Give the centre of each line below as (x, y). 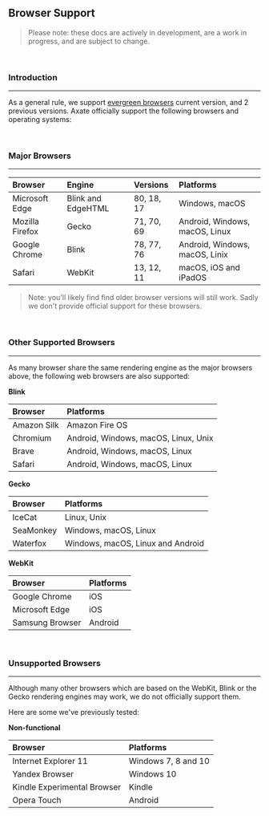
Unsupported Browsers (55, 663)
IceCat (25, 517)
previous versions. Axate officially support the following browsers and (123, 111)
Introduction (33, 77)
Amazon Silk (36, 424)
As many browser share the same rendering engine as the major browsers (130, 367)
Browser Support (52, 13)
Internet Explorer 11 (50, 761)
